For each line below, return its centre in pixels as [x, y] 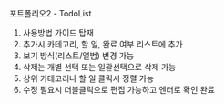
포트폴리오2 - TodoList [51, 13]
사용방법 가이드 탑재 [58, 33]
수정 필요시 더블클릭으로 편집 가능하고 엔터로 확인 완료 [119, 90]
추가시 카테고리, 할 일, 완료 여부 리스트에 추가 [103, 44]
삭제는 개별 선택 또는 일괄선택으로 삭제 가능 [99, 67]
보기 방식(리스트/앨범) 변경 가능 [78, 56]
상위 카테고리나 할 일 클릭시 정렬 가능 [88, 78]
